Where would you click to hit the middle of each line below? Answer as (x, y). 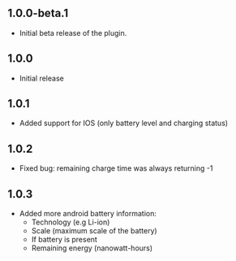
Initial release (41, 78)
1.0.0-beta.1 (38, 13)
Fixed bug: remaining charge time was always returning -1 (116, 168)
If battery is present (64, 240)
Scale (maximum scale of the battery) (94, 231)
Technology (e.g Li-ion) (71, 222)
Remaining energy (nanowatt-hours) (92, 248)
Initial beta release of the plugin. (73, 33)
